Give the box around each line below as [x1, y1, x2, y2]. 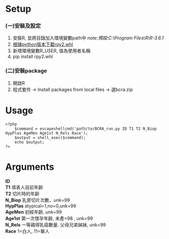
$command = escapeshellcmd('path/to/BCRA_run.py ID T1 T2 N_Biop [14, 126, 157, 131]
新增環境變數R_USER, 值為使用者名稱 [12, 48, 91, 54]
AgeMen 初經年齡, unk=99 [5, 209, 62, 215]
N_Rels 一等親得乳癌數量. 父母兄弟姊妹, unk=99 [5, 222, 106, 228]
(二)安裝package [5, 67, 48, 74]
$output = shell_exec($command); [14, 135, 86, 140]
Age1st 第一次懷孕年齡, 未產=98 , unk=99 [5, 215, 93, 221]
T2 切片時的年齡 [5, 190, 40, 196]
